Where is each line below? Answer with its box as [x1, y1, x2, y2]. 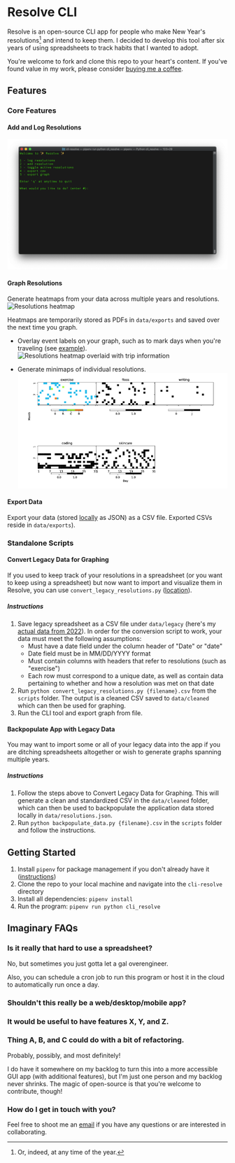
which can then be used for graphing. [17, 701, 126, 710]
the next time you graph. [7, 323, 78, 331]
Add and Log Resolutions [7, 123, 82, 132]
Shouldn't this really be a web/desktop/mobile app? [7, 998, 187, 1008]
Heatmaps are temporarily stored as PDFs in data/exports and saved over [7, 316, 220, 324]
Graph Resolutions [7, 279, 63, 287]
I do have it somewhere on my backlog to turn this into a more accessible [7, 1064, 218, 1073]
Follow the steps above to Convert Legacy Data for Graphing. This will [17, 789, 219, 798]
